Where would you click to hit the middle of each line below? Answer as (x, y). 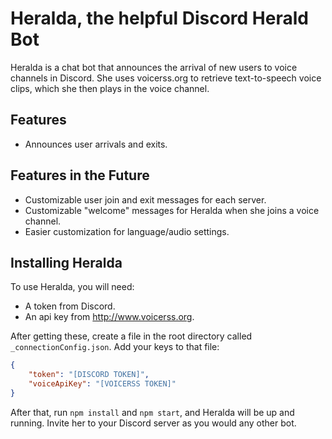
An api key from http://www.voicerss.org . (109, 317)
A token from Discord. (70, 306)
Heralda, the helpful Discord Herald (159, 18)
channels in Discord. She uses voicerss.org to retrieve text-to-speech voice (166, 78)
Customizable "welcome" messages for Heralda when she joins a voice (172, 210)
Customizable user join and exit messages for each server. (145, 199)
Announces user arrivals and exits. (96, 144)
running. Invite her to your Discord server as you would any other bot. (153, 423)
